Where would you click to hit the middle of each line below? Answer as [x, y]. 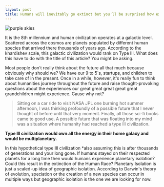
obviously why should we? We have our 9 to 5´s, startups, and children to [79, 73]
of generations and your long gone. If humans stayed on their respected [77, 153]
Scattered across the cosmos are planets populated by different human [77, 42]
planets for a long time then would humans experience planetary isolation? [80, 158]
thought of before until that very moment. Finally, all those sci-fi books [88, 113]
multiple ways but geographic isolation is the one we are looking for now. [78, 179]
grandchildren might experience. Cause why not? [54, 94]
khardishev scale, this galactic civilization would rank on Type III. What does [82, 53]
